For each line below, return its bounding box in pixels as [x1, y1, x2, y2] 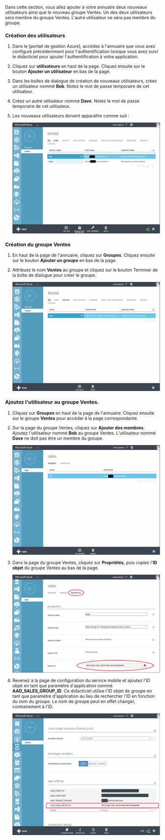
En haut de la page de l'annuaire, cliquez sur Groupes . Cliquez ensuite [12, 252, 155, 258]
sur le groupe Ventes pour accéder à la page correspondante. [12, 415, 138, 421]
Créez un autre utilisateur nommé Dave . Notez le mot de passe [12, 98, 140, 104]
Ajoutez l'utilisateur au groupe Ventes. [5, 399, 99, 406]
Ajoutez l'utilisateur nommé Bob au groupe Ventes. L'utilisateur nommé [12, 430, 156, 436]
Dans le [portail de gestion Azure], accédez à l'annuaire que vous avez [12, 43, 156, 49]
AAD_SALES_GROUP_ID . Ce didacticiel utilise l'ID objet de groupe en [12, 688, 152, 694]
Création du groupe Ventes [5, 241, 71, 248]
